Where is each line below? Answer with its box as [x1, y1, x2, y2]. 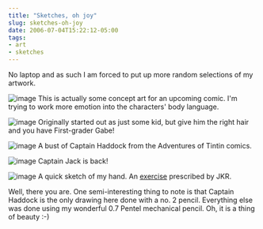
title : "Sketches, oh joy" [8, 11, 97, 20]
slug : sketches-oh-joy [8, 19, 83, 27]
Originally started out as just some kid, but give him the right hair [38, 118, 250, 126]
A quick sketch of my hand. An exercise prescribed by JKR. [38, 171, 232, 181]
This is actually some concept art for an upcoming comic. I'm [38, 94, 238, 103]
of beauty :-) [8, 212, 50, 221]
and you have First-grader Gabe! [8, 126, 115, 135]
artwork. [8, 78, 36, 88]
